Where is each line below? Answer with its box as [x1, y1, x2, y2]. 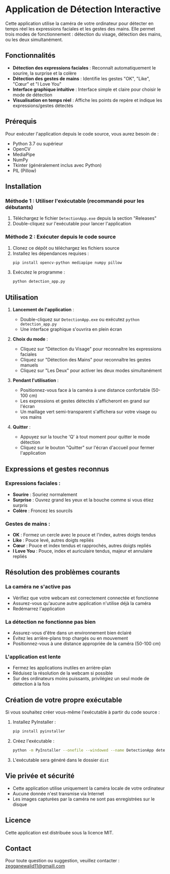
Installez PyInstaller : [12, 719, 56, 725]
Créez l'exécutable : [12, 738, 55, 744]
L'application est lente [5, 653, 61, 660]
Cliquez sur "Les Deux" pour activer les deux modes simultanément [20, 367, 162, 374]
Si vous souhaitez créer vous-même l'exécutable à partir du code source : [5, 709, 160, 715]
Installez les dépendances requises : [12, 250, 89, 256]
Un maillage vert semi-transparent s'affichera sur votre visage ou [20, 409, 157, 415]
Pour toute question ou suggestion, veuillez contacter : [5, 858, 120, 864]
